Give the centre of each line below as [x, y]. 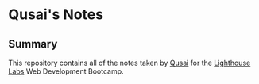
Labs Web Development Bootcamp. [66, 71]
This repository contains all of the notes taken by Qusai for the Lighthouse [129, 63]
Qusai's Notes [56, 15]
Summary [33, 44]
